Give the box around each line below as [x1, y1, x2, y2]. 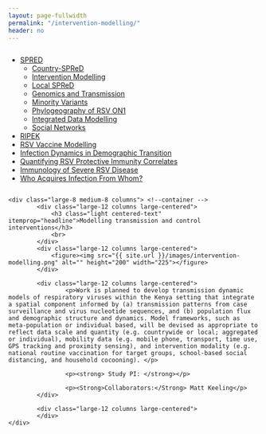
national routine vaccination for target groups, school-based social [8, 350, 248, 358]
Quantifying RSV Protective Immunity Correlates [19, 157, 178, 166]
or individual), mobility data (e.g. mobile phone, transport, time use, [8, 335, 259, 343]
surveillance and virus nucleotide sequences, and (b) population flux [8, 307, 251, 315]
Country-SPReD [31, 64, 84, 73]
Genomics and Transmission [31, 89, 126, 99]
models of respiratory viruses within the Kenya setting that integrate [8, 294, 255, 302]
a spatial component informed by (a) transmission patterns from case [8, 300, 248, 309]
